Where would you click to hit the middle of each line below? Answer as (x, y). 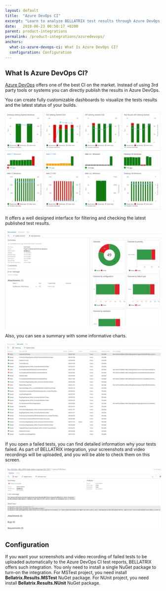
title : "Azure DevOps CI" (33, 16)
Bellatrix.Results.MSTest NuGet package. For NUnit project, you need (77, 578)
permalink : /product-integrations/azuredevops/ (55, 37)
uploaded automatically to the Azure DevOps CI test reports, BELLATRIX (78, 562)
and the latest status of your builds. (41, 105)
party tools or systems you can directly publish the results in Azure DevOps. (83, 90)
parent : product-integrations (36, 32)
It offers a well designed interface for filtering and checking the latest (76, 218)
